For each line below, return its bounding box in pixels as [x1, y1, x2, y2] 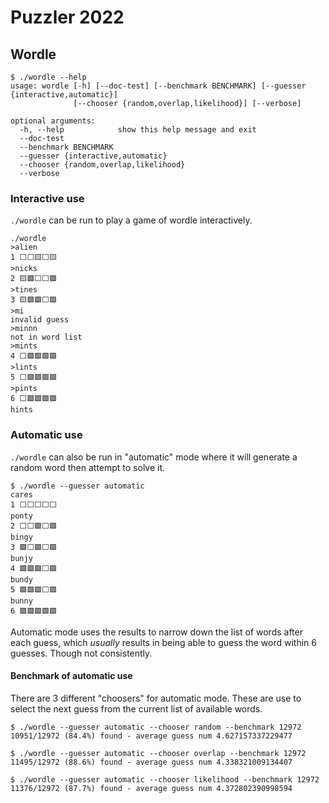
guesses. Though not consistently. [10, 647, 153, 659]
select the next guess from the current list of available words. [10, 702, 263, 715]
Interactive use [10, 191, 85, 205]
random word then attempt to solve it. [10, 461, 166, 473]
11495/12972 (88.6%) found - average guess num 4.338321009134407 [10, 757, 293, 767]
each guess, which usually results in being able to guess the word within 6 [10, 636, 317, 648]
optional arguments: [10, 116, 97, 126]
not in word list [10, 332, 83, 343]
